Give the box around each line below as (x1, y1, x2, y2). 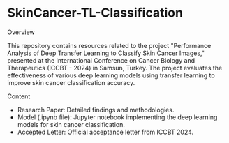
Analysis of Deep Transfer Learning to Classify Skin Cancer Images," (7, 49, 205, 57)
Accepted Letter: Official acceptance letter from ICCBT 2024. (17, 128, 194, 136)
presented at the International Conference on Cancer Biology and (7, 56, 195, 64)
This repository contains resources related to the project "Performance (7, 41, 212, 50)
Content (7, 92, 31, 100)
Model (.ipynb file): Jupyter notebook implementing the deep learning (17, 113, 218, 121)
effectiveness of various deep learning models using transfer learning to (7, 71, 215, 80)
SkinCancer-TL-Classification (7, 5, 184, 21)
